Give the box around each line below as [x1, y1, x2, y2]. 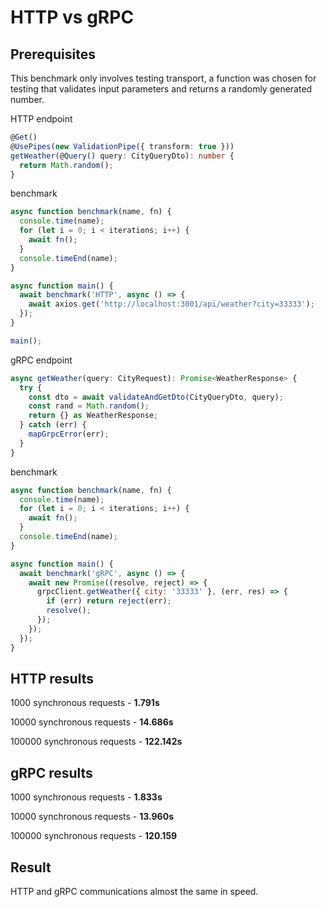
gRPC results [10, 764, 93, 781]
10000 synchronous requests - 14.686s [10, 716, 174, 728]
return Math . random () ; [19, 160, 114, 170]
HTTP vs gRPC [10, 6, 135, 29]
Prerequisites [10, 46, 96, 63]
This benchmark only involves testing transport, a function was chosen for [10, 72, 317, 84]
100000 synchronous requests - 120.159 [10, 830, 178, 842]
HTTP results [10, 670, 94, 687]
